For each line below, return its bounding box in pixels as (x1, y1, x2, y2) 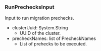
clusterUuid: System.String (12, 25, 68, 31)
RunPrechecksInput (5, 4, 55, 11)
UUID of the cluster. (19, 30, 61, 36)
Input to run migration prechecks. (5, 15, 74, 21)
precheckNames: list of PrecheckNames (12, 35, 96, 41)
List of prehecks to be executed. (19, 41, 87, 47)
